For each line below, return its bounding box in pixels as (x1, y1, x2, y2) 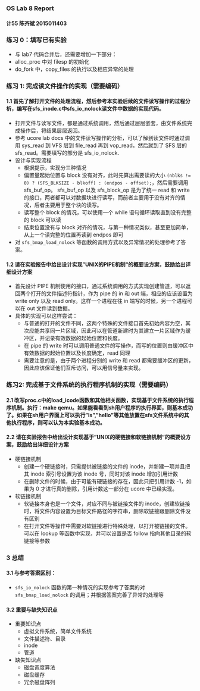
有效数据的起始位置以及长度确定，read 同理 (23, 349, 131, 357)
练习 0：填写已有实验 (6, 36, 67, 44)
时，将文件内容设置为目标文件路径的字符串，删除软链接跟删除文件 (23, 507, 186, 514)
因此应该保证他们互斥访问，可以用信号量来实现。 (23, 364, 144, 371)
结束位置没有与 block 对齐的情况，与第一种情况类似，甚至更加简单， (23, 223, 192, 230)
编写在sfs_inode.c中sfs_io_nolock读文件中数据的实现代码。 (16, 105, 165, 112)
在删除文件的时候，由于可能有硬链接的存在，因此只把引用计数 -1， (23, 477, 186, 484)
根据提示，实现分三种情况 (23, 164, 87, 171)
